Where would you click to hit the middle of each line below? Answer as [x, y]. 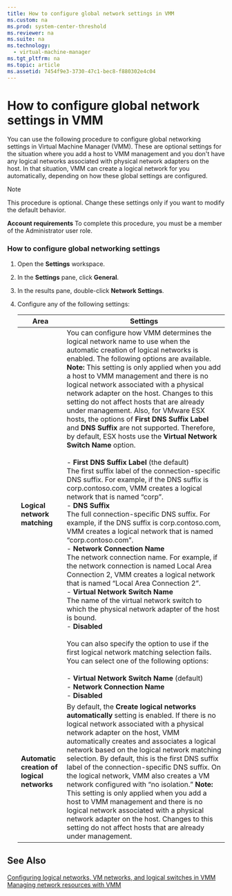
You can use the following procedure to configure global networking [104, 140]
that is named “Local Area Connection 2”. [134, 583]
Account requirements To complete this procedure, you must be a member [115, 223]
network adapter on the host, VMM [123, 732]
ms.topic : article [33, 65]
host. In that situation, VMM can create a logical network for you [98, 169]
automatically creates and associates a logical [141, 741]
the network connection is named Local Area [139, 566]
